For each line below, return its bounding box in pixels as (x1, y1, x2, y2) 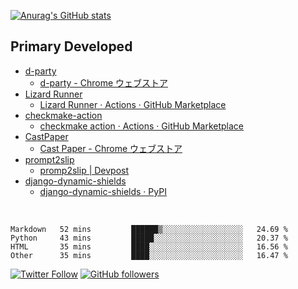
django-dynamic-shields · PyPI (39, 185, 167, 197)
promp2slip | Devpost (39, 164, 130, 176)
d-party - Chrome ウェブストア (39, 76, 169, 89)
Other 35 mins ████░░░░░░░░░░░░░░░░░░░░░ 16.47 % (10, 250, 288, 260)
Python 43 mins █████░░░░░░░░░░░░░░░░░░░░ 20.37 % (10, 233, 288, 243)
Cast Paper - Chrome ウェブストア (39, 142, 183, 154)
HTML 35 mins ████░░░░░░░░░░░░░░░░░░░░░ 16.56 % (10, 241, 288, 252)
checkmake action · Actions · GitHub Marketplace (39, 120, 245, 132)
